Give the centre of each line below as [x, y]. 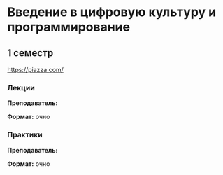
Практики [25, 135]
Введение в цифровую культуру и [112, 12]
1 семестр [30, 53]
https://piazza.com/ [36, 70]
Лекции [21, 87]
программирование [69, 27]
